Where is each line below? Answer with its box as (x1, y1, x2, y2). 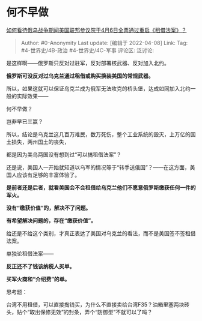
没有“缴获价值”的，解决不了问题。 (6, 204, 91, 211)
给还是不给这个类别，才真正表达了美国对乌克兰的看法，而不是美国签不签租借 (6, 229, 196, 237)
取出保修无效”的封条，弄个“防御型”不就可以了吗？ (29, 308, 153, 316)
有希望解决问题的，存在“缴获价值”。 (6, 217, 97, 224)
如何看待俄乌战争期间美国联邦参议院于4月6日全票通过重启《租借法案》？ (6, 26, 187, 34)
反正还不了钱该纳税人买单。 (6, 262, 75, 270)
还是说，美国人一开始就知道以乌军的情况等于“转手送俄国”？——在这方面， (6, 163, 191, 171)
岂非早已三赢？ (6, 118, 43, 125)
